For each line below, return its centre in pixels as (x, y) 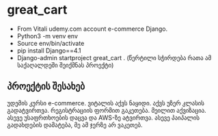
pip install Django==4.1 (49, 51)
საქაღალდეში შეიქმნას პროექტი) (65, 65)
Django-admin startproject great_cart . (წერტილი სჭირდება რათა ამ (114, 57)
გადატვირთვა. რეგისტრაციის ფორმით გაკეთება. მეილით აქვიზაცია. (107, 110)
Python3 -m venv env (47, 36)
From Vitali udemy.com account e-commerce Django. (92, 29)
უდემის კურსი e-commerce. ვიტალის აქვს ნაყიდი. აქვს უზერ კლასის (106, 103)
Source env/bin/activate (51, 43)
